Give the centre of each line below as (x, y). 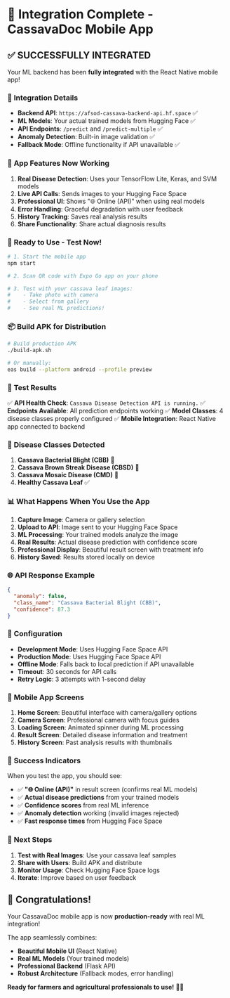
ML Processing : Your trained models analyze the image (98, 534)
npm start (22, 263)
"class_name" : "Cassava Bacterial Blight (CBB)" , (87, 603)
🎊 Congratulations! (49, 899)
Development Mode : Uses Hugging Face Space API (93, 649)
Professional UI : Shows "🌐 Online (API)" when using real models (111, 201)
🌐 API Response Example (51, 575)
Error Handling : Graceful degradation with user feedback (100, 209)
